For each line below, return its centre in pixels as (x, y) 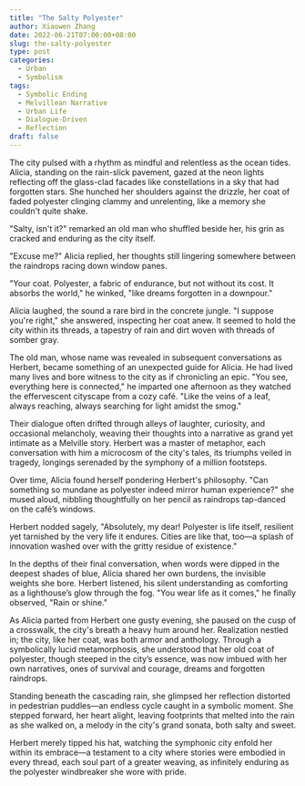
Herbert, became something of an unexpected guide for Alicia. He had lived (151, 367)
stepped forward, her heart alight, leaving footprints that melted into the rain (152, 715)
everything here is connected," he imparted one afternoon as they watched (150, 386)
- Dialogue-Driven (53, 119)
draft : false (34, 137)
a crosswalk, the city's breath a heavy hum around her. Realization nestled (149, 629)
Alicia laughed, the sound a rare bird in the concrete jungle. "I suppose (142, 310)
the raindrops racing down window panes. (89, 265)
